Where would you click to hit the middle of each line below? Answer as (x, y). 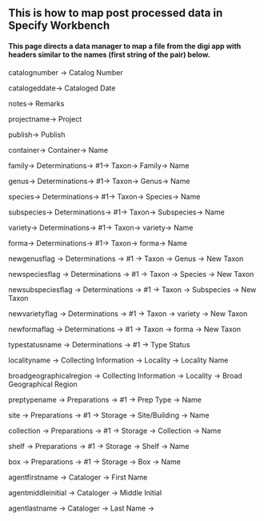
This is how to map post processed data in (116, 13)
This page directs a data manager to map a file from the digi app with (125, 46)
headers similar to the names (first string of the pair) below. (109, 54)
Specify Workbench (59, 26)
